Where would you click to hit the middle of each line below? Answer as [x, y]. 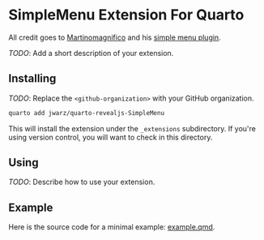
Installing [32, 79]
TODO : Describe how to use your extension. [82, 182]
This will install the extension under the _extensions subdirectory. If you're [132, 128]
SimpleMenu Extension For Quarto [126, 15]
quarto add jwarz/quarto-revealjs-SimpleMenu [86, 113]
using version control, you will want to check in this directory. [111, 137]
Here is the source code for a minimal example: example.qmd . [112, 227]
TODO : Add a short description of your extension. [91, 53]
